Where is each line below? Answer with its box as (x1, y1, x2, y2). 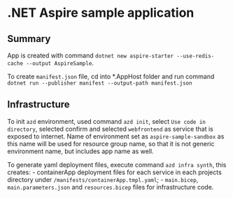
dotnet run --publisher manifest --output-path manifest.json (7, 80, 192, 87)
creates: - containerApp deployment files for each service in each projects (7, 168, 222, 176)
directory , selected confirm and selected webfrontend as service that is (7, 125, 213, 133)
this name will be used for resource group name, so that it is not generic (7, 139, 215, 148)
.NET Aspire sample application (7, 5, 195, 21)
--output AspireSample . (25, 59, 94, 67)
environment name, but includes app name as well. (7, 147, 154, 155)
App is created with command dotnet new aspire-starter (7, 51, 174, 59)
